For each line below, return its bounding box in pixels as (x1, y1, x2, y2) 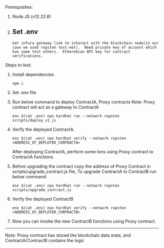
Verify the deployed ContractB (12, 196, 74, 202)
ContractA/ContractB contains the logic (5, 237, 84, 243)
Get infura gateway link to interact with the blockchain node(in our (12, 41, 159, 45)
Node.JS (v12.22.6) (12, 14, 51, 19)
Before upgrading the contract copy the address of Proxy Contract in (12, 163, 151, 169)
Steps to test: (5, 62, 32, 68)
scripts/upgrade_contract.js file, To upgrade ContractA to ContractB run (12, 168, 157, 174)
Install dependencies (12, 71, 55, 77)
